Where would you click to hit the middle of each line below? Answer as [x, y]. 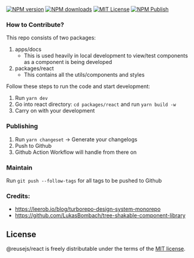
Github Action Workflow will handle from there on [75, 152]
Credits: [18, 196]
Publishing [22, 126]
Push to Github [33, 145]
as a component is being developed [68, 62]
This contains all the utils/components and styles [84, 75]
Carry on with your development [55, 111]
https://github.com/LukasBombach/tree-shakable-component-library [100, 215]
